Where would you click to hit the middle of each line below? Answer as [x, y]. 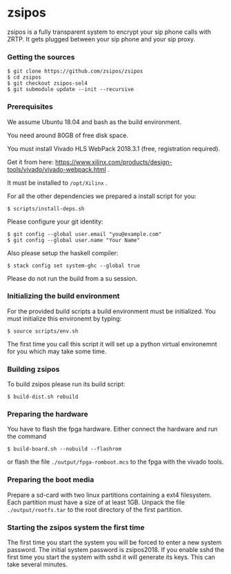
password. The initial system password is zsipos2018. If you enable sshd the [116, 550]
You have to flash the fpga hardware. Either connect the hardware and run [113, 429]
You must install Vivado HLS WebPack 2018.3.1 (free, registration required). [114, 148]
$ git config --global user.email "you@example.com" [84, 234]
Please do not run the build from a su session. [72, 278]
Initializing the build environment [63, 296]
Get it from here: [30, 162]
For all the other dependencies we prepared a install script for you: [102, 196]
